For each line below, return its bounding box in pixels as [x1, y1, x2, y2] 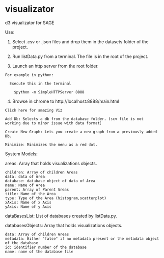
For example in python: [5, 72, 54, 77]
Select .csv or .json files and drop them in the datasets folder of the [12, 38, 149, 45]
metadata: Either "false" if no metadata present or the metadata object [5, 236, 160, 241]
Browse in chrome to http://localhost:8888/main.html [12, 98, 119, 104]
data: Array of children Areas [5, 232, 69, 237]
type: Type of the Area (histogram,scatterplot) [5, 196, 107, 201]
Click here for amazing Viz [5, 108, 63, 113]
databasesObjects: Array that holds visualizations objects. [5, 222, 123, 228]
